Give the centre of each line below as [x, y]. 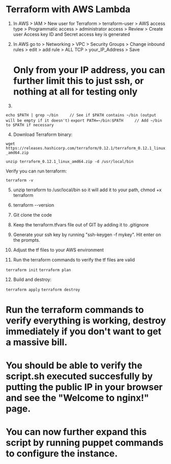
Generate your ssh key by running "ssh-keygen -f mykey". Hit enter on [87, 235]
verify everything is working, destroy [86, 321]
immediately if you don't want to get [84, 331]
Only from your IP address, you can [89, 70]
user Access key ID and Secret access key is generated [72, 34]
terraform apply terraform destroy [43, 289]
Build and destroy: [32, 279]
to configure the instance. [62, 454]
